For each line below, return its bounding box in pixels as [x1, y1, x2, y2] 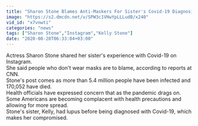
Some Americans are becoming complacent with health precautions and [6, 96, 181, 103]
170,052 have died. [6, 83, 52, 90]
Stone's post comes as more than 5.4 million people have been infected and [6, 77, 191, 84]
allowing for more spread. [6, 102, 69, 108]
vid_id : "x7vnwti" [6, 19, 51, 25]
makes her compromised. [6, 114, 68, 121]
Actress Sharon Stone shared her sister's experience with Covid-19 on [6, 52, 177, 59]
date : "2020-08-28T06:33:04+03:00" [6, 36, 94, 42]
